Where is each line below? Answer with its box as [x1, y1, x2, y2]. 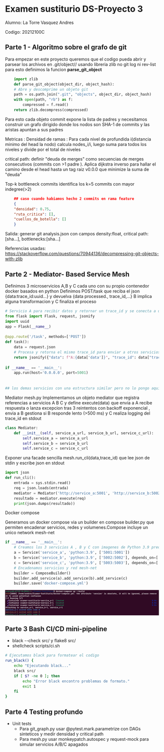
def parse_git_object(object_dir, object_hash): [14, 82, 115, 86]
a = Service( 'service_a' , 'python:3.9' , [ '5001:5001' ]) [14, 550, 130, 555]
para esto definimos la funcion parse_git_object [5, 66, 102, 72]
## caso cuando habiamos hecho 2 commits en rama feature [14, 196, 134, 201]
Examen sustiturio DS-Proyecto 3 [5, 3, 143, 15]
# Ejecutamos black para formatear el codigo [5, 653, 99, 658]
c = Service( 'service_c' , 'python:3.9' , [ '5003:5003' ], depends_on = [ [14, 560, 159, 565]
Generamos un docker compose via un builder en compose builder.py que [5, 519, 154, 525]
